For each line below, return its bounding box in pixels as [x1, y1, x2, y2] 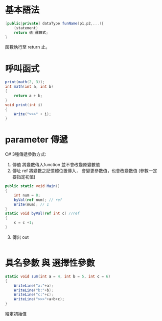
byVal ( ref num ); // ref [14, 197, 63, 202]
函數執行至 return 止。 [5, 44, 50, 50]
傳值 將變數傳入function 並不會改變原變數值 [12, 162, 100, 168]
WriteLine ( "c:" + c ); [14, 292, 54, 297]
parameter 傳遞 [5, 134, 68, 145]
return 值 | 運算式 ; [14, 30, 48, 35]
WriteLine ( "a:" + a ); [14, 283, 54, 288]
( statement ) [14, 25, 38, 30]
